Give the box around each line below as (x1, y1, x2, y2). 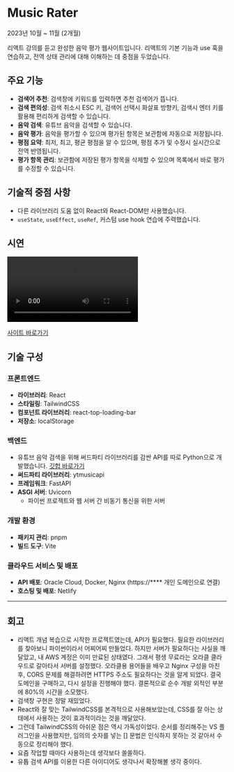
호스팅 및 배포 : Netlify (17, 587, 77, 595)
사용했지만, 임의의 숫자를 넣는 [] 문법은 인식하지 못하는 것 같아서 (41, 731, 215, 739)
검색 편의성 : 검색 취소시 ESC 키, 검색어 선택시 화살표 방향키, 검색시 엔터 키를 (17, 103, 224, 111)
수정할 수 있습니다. (24, 164, 75, 172)
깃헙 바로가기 (49, 462, 85, 470)
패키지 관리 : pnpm (17, 533, 68, 541)
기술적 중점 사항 (7, 187, 71, 199)
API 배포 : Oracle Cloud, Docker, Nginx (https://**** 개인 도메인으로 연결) (17, 578, 221, 586)
